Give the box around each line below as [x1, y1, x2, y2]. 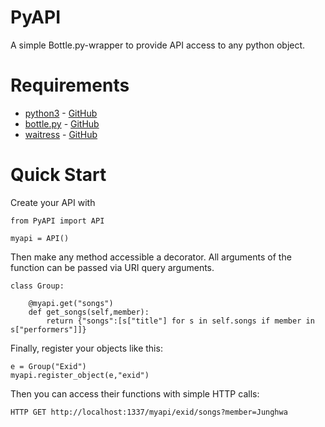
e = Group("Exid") [10, 361, 87, 371]
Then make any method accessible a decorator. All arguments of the [10, 251, 292, 263]
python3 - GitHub [24, 107, 98, 119]
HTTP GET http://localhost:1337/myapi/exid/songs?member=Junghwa [10, 407, 288, 417]
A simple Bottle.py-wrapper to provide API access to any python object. [10, 39, 306, 51]
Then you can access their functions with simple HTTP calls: [10, 387, 260, 400]
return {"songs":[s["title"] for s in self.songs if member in [46, 316, 315, 326]
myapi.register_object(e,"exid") [10, 370, 150, 380]
